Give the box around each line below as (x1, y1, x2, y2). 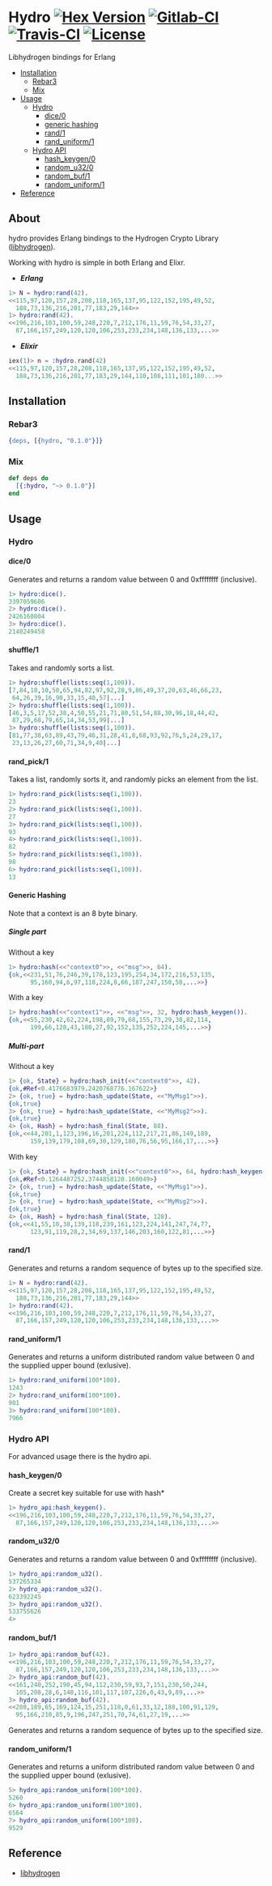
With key (8, 1152, 38, 1161)
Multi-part (8, 1041, 45, 1050)
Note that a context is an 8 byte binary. (8, 908, 138, 918)
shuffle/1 (8, 645, 39, 655)
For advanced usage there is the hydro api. (8, 1452, 151, 1461)
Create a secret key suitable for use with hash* (8, 1488, 165, 1498)
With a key (8, 993, 44, 1003)
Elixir (19, 341, 38, 351)
